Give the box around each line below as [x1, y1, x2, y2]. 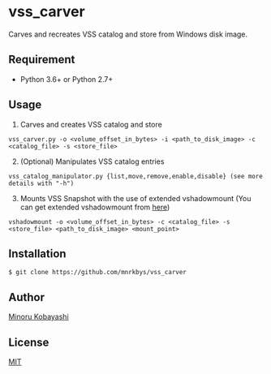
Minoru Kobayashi [8, 312, 69, 322]
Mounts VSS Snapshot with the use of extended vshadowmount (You [19, 193, 252, 203]
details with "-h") [8, 179, 75, 187]
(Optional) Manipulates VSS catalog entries [19, 157, 165, 166]
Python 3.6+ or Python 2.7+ [19, 74, 114, 84]
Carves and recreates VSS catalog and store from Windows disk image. [8, 29, 248, 39]
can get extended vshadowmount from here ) [19, 202, 170, 212]
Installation [8, 247, 67, 260]
